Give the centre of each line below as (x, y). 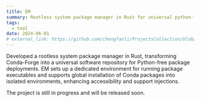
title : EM (19, 12)
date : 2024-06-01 (28, 34)
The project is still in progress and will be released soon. (76, 93)
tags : (13, 23)
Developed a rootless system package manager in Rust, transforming (92, 56)
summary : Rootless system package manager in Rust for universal (89, 17)
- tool (20, 28)
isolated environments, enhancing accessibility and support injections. (93, 81)
